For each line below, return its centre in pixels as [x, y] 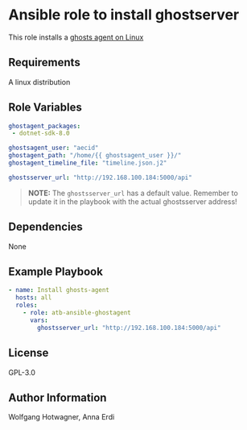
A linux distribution [39, 81]
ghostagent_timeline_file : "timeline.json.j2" [88, 163]
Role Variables [45, 108]
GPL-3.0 [22, 372]
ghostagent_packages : [45, 126]
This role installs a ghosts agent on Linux [76, 37]
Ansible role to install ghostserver [124, 15]
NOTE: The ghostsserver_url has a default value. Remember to [133, 193]
